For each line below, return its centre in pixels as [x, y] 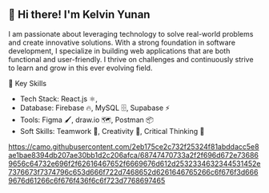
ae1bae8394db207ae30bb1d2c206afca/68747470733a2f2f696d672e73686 [133, 155]
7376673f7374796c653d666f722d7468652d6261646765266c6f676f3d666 [133, 171]
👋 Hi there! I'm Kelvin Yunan [79, 15]
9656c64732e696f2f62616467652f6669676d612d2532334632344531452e [134, 163]
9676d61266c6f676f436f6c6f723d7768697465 [87, 180]
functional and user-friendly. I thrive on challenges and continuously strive [131, 59]
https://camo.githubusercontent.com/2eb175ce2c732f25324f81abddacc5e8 [134, 146]
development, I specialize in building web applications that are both [119, 51]
